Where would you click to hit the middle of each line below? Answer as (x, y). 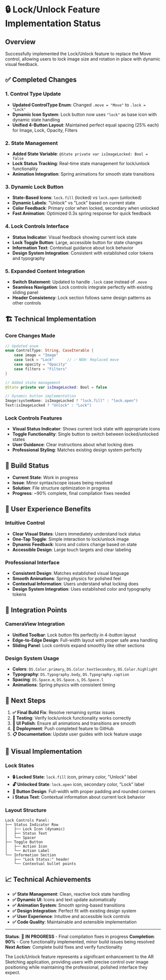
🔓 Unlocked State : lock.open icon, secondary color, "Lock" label (78, 784)
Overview (21, 42)
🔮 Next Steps (25, 701)
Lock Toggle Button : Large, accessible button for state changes (77, 242)
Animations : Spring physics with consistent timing (63, 685)
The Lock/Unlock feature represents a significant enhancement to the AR (80, 956)
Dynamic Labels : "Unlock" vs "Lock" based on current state (74, 203)
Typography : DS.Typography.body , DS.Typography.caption (71, 674)
